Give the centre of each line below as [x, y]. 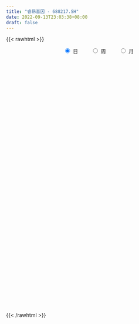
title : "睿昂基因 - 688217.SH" [43, 11]
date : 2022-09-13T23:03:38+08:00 [47, 17]
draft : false [22, 22]
